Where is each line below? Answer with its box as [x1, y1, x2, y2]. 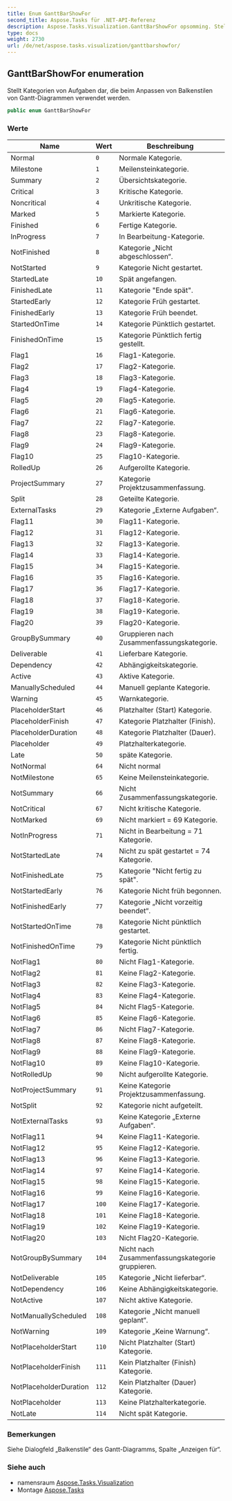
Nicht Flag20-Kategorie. [118, 1233, 199, 1243]
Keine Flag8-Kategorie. [118, 1036, 195, 1045]
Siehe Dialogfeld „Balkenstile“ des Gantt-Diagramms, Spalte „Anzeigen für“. [7, 1445, 222, 1454]
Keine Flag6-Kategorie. [118, 1013, 195, 1023]
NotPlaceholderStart [10, 1342, 77, 1351]
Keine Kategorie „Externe [118, 1112, 201, 1122]
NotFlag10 [10, 1058, 46, 1068]
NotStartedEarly [10, 886, 63, 895]
